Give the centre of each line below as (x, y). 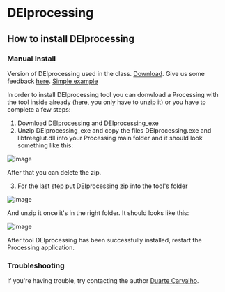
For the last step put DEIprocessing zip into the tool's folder (102, 186)
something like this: (45, 145)
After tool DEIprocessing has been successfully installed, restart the (104, 240)
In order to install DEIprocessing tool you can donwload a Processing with (113, 94)
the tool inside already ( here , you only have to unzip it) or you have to (107, 102)
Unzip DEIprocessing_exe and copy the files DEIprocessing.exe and (114, 130)
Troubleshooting (36, 265)
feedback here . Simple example (53, 81)
